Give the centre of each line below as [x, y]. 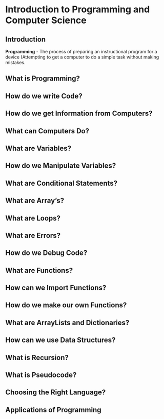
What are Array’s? [35, 201]
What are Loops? [33, 218]
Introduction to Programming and [78, 9]
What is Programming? [43, 79]
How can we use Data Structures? [60, 340]
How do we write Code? [44, 96]
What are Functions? [39, 270]
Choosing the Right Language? [56, 393]
